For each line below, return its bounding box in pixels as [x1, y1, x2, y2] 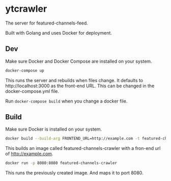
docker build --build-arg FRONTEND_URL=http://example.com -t [5, 136, 140, 141]
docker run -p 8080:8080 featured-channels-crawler [5, 161, 117, 166]
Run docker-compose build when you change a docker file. [5, 98, 128, 104]
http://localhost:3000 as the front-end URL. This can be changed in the [5, 83, 155, 89]
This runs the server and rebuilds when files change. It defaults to [5, 77, 144, 83]
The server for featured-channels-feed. [5, 20, 88, 26]
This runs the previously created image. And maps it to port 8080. [5, 170, 144, 176]
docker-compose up [5, 68, 44, 73]
